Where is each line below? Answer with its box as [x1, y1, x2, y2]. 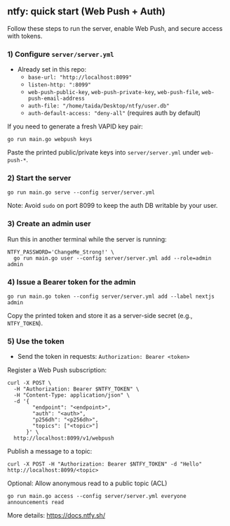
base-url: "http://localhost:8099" [27, 74, 132, 81]
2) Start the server [7, 173, 72, 183]
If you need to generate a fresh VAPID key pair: [7, 122, 144, 131]
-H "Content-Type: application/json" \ [13, 392, 130, 399]
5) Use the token [7, 336, 65, 346]
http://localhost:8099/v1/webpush [13, 435, 114, 442]
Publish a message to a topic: [7, 447, 93, 456]
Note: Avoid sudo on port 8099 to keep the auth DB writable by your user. [7, 202, 218, 210]
